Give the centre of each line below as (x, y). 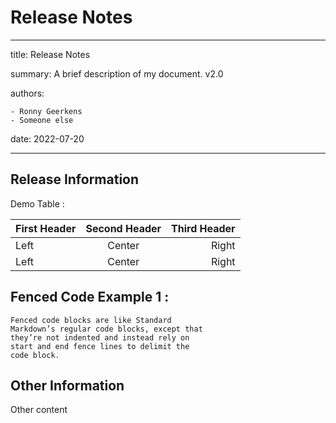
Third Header (203, 228)
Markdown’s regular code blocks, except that (106, 329)
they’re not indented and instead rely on (100, 337)
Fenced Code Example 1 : (90, 297)
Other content (39, 410)
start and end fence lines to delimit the (100, 346)
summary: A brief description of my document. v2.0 (117, 73)
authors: (27, 93)
